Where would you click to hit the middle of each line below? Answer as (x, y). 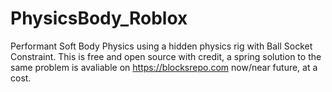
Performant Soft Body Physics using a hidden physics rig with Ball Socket (161, 46)
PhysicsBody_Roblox (99, 18)
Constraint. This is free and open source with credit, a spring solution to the (166, 56)
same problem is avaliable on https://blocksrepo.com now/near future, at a (164, 67)
